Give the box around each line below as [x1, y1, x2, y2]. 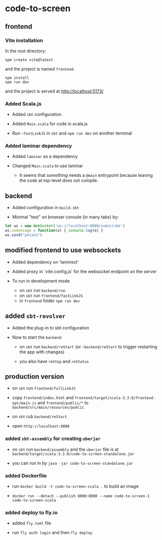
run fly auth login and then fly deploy [12, 530, 93, 536]
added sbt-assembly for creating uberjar [5, 435, 101, 442]
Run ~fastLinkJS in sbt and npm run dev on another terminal [12, 130, 132, 136]
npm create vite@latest [5, 57, 54, 62]
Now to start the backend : [12, 334, 62, 340]
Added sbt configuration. [12, 112, 63, 117]
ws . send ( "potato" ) [5, 232, 42, 238]
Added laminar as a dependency [12, 154, 78, 159]
